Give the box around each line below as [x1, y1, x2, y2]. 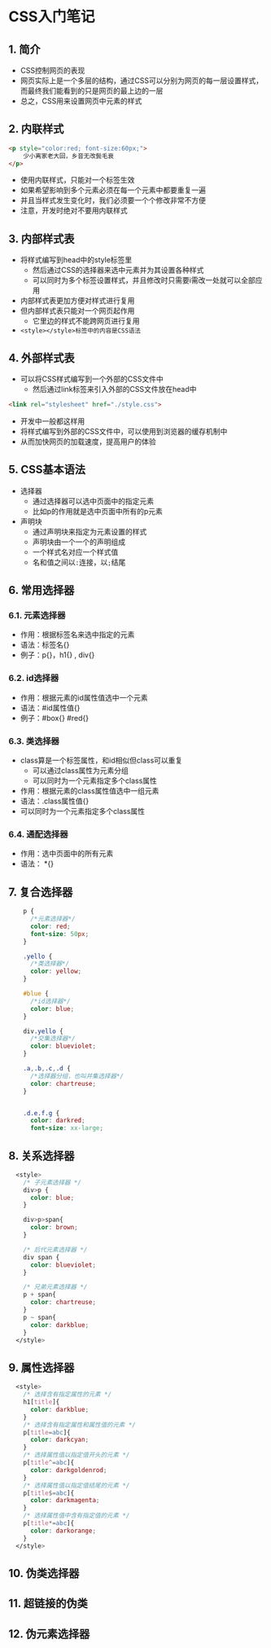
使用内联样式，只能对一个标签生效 [20, 175, 135, 185]
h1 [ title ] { [23, 1398, 60, 1406]
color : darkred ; [29, 1117, 85, 1125]
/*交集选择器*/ [29, 1035, 76, 1043]
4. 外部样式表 [8, 351, 75, 365]
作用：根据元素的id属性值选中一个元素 [20, 692, 148, 702]
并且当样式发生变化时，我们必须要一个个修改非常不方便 [20, 196, 206, 205]
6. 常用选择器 [8, 583, 75, 597]
